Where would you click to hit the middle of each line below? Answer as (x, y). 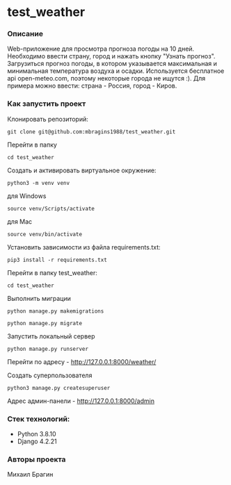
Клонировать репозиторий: (48, 119)
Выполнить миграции (39, 298)
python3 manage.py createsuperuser (59, 388)
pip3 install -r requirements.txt (57, 260)
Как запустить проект (47, 104)
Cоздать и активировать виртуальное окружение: (82, 170)
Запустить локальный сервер (51, 336)
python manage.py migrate (45, 323)
